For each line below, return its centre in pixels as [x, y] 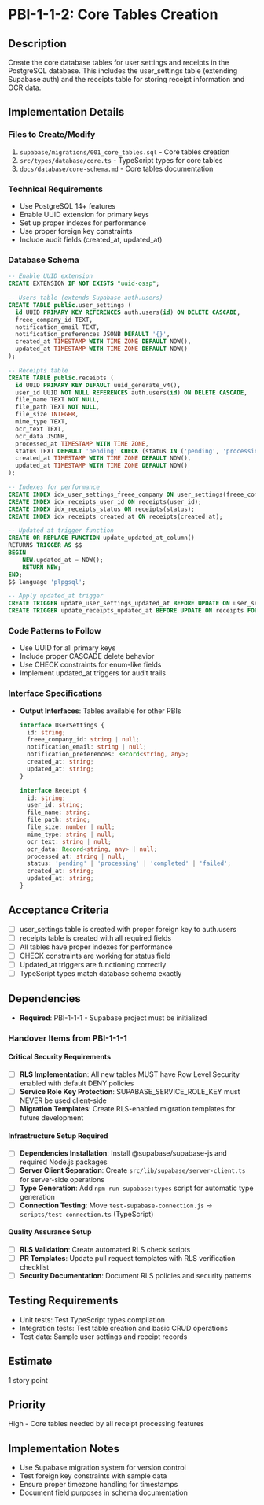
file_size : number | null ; [71, 827]
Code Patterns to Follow [55, 630]
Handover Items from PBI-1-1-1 [68, 1038]
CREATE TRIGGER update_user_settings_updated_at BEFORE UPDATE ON [119, 604]
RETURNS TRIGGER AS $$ [45, 545]
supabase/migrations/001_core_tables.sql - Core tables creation [125, 152]
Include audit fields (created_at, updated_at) [91, 239]
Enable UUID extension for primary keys [84, 214]
